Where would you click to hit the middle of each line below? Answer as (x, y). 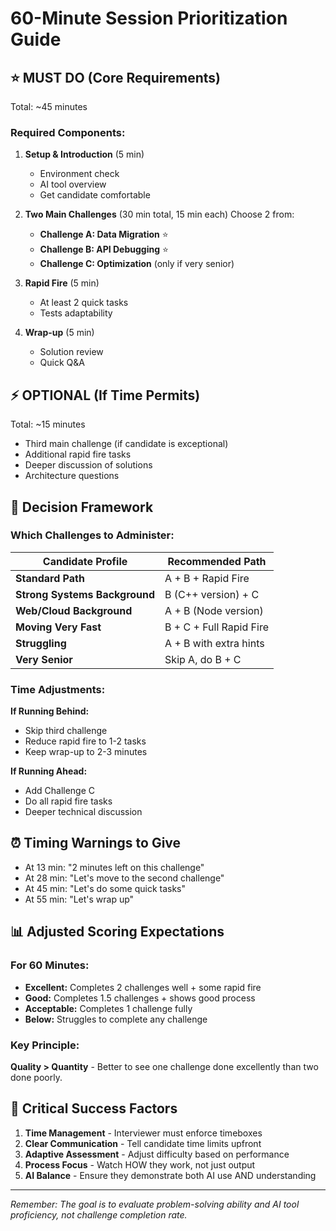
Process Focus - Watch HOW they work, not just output (140, 1164)
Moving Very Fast (58, 627)
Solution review (71, 352)
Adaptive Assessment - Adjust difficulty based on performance (157, 1154)
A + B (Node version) (214, 610)
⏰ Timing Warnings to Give (96, 843)
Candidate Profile (85, 561)
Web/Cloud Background (74, 610)
